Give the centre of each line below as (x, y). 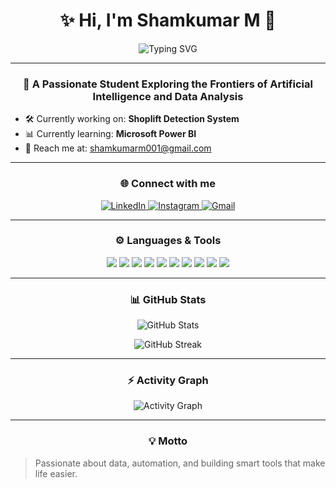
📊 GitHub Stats (168, 299)
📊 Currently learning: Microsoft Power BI (110, 134)
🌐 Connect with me (168, 184)
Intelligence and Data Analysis (168, 96)
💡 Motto (168, 441)
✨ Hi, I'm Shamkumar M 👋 (168, 20)
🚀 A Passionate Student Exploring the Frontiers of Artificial (168, 84)
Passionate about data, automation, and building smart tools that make (180, 463)
